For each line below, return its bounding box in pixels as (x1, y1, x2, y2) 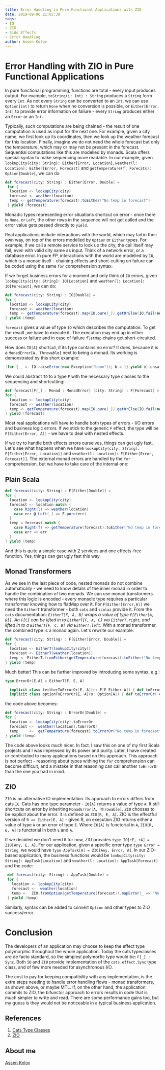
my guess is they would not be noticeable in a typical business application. (5, 999, 157, 1006)
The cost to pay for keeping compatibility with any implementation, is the (5, 973, 152, 979)
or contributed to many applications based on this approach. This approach (5, 752, 158, 758)
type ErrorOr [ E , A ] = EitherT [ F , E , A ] (5, 678, 84, 683)
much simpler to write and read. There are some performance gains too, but (5, 995, 159, 1000)
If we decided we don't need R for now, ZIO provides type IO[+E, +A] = (5, 837, 150, 843)
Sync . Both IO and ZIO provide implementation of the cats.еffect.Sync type (5, 959, 157, 964)
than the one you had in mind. (5, 768, 65, 774)
